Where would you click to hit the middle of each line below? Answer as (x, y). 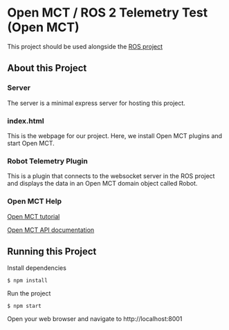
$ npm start (24, 306)
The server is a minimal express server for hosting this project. (96, 103)
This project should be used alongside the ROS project (85, 46)
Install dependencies (37, 268)
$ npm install (28, 281)
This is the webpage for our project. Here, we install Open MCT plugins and (115, 135)
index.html (26, 121)
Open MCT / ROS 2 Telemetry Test (108, 13)
